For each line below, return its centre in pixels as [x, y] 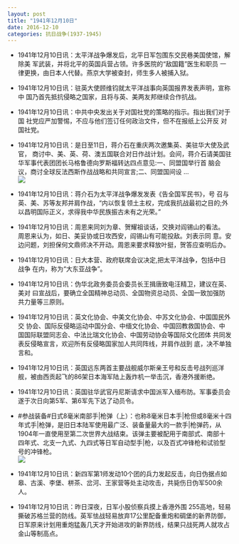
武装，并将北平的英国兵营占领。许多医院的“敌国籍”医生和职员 [128, 64]
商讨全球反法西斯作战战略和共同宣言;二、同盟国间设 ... [110, 172]
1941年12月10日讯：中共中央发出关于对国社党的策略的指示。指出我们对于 [124, 112]
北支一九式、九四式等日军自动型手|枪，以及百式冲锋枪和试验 [131, 443]
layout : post [27, 14]
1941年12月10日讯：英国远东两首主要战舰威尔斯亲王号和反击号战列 [115, 368]
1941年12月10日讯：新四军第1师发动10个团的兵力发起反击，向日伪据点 [119, 474]
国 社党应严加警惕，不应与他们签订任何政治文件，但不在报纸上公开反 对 [122, 121]
